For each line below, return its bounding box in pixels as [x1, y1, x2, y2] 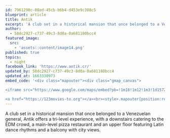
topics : [5, 54, 22, 60]
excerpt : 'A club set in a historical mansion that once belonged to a [5, 21, 159, 27]
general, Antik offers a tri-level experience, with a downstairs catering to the [5, 116, 164, 122]
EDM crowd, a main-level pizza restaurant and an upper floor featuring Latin [5, 121, 164, 127]
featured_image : [5, 36, 39, 41]
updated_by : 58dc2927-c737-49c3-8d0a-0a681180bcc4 [5, 69, 114, 74]
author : [5, 26, 22, 31]
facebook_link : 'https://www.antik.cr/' [5, 64, 92, 69]
